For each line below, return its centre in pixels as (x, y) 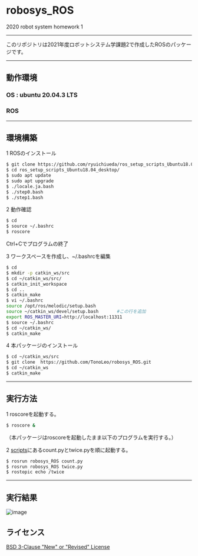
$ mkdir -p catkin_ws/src (38, 273)
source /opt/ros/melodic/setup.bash (51, 306)
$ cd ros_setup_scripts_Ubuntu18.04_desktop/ (63, 170)
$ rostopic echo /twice (35, 472)
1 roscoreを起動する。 (33, 414)
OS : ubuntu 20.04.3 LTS (42, 95)
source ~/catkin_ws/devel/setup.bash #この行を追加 (76, 312)
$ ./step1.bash (25, 198)
